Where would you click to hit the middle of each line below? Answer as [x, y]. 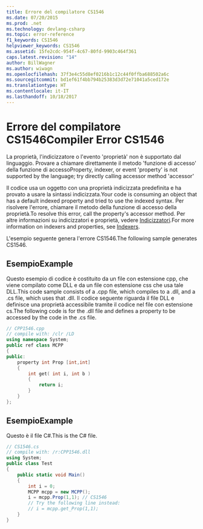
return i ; [51, 385]
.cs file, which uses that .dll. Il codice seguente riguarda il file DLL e [90, 298]
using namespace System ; [38, 340]
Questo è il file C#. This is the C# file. [52, 435]
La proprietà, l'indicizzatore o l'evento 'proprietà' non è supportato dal [94, 156]
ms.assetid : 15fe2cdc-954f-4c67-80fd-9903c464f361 [72, 52]
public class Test [29, 464]
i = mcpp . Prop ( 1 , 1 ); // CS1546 [68, 497]
